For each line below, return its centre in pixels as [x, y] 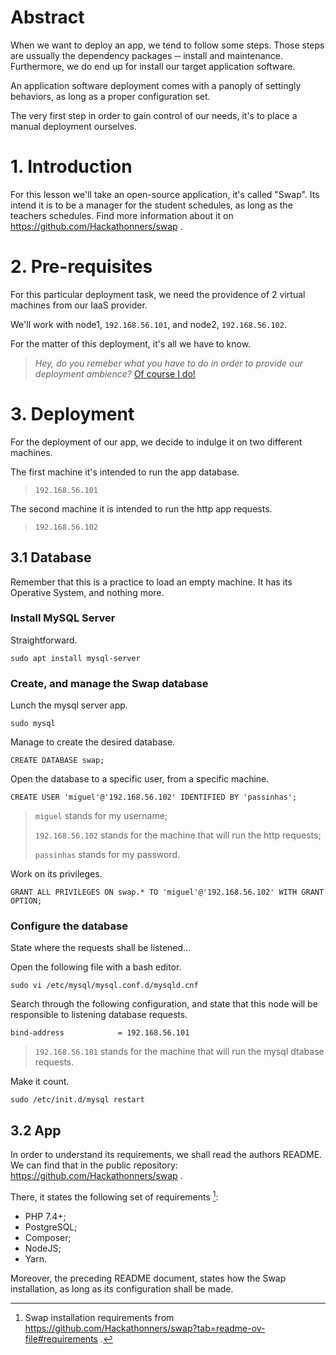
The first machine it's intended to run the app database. [125, 472]
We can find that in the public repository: [94, 1165]
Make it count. [40, 1082]
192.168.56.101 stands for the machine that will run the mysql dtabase [179, 1052]
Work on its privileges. [56, 874]
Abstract [47, 17]
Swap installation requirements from [99, 1317]
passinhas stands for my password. [107, 855]
